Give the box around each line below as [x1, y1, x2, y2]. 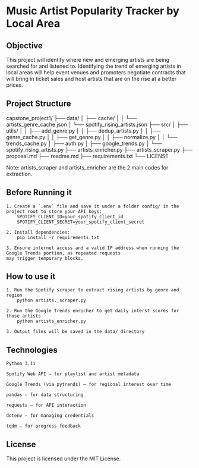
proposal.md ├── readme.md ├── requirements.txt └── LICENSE [6, 152, 169, 159]
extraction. [6, 170, 33, 177]
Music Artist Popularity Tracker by [6, 4, 179, 18]
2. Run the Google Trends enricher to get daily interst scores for [6, 308, 179, 314]
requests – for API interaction [6, 403, 86, 409]
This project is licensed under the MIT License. [6, 455, 121, 462]
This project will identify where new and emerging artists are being [6, 56, 170, 63]
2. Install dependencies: [6, 229, 70, 235]
